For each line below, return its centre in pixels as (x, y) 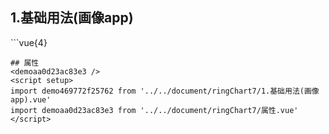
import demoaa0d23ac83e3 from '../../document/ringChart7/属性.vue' (154, 110)
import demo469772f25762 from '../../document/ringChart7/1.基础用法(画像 (165, 91)
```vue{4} (29, 42)
